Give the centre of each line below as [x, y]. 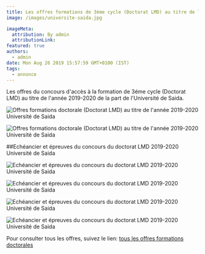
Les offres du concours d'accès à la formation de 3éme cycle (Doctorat [96, 92]
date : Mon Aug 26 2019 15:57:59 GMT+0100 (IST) [68, 63]
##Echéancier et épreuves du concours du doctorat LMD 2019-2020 [92, 147]
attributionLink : [34, 40]
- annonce [24, 74]
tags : [13, 69]
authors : [17, 52]
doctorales [20, 245]
